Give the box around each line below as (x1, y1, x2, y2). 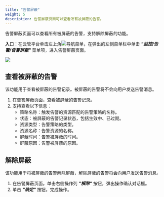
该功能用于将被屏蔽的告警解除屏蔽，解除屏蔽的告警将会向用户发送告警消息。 (5, 170, 161, 176)
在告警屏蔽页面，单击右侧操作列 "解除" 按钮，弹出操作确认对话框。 (12, 181, 150, 186)
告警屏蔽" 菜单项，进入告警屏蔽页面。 (11, 47, 89, 53)
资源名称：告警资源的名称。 (19, 128, 77, 134)
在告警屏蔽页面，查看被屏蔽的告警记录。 (12, 97, 95, 103)
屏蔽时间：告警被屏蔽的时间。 (19, 134, 81, 140)
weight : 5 (5, 12, 26, 17)
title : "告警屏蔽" (5, 7, 41, 12)
